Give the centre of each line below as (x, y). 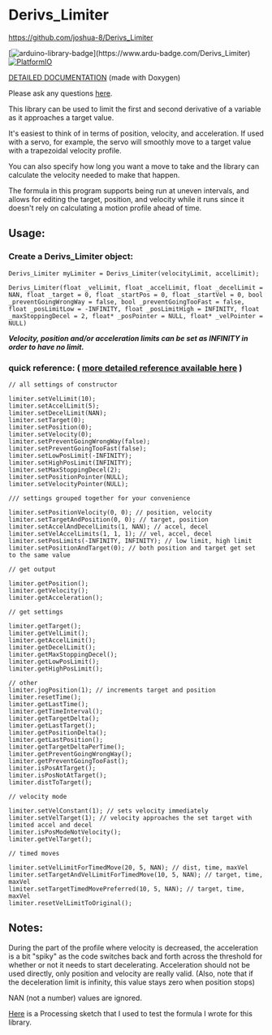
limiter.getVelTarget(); (50, 839)
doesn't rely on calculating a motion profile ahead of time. (105, 208)
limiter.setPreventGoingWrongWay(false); (80, 441)
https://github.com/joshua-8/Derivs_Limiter (81, 37)
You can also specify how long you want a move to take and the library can (134, 166)
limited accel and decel (50, 825)
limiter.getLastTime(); (49, 704)
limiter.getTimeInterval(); (56, 711)
